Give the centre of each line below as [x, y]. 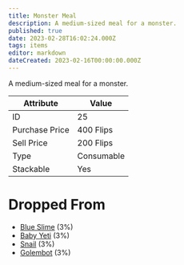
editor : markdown [37, 53]
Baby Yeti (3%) [45, 235]
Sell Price [30, 143]
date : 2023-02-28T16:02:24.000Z [62, 38]
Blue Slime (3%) [46, 226]
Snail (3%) [37, 244]
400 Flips [95, 129]
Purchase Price [41, 129]
